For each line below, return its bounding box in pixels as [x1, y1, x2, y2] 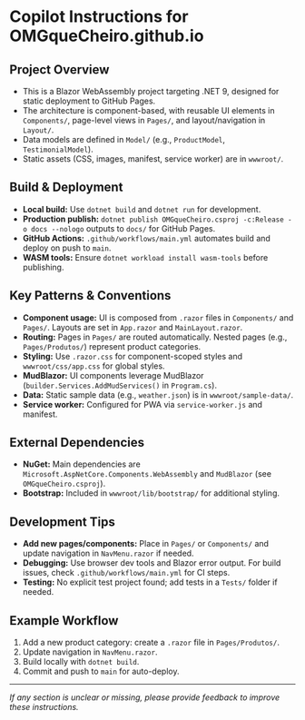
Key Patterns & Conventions [9, 288, 172, 303]
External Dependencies [9, 435, 145, 450]
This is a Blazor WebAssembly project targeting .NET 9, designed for [22, 86, 280, 96]
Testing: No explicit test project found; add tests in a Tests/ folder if [22, 577, 279, 587]
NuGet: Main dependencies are [22, 459, 141, 469]
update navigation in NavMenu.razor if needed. [22, 547, 194, 559]
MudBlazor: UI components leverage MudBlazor [22, 370, 204, 380]
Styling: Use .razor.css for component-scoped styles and [22, 350, 243, 361]
